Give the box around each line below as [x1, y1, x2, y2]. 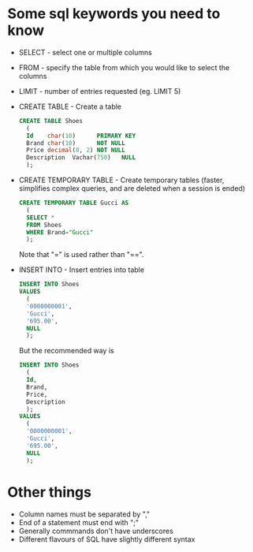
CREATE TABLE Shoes [18, 117, 84, 125]
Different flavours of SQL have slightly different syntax [18, 534, 195, 544]
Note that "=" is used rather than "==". [18, 250, 144, 259]
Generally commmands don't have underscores [18, 526, 174, 535]
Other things [7, 483, 92, 501]
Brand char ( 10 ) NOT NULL [26, 139, 125, 147]
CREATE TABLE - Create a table [18, 102, 122, 111]
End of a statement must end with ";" [18, 517, 140, 527]
